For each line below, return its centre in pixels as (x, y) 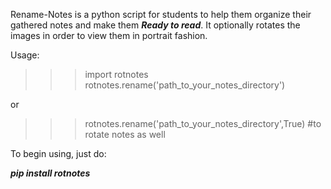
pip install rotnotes (50, 173)
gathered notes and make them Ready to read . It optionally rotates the (155, 25)
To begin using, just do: (58, 153)
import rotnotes (116, 74)
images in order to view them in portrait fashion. (109, 35)
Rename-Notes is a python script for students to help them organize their (161, 14)
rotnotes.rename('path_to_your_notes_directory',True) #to (203, 123)
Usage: (25, 55)
